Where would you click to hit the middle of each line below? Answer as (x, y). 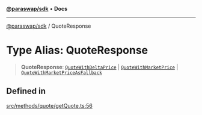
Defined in (26, 91)
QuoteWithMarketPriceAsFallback (61, 73)
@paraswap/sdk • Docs (37, 9)
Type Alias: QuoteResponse (77, 50)
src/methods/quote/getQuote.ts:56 (50, 105)
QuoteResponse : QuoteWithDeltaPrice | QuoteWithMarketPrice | (99, 67)
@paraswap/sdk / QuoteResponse (49, 26)
